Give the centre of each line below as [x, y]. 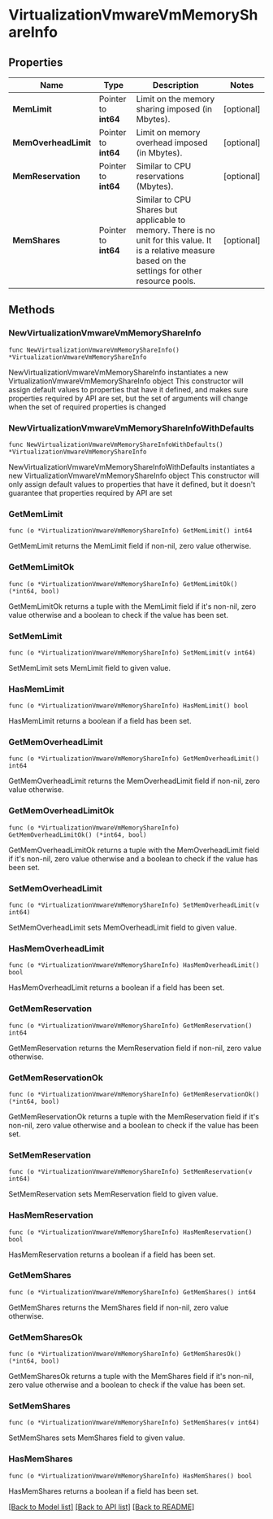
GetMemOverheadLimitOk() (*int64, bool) [78, 835]
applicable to [161, 220]
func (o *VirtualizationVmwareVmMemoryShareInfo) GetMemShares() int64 [132, 1292]
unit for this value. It [174, 240]
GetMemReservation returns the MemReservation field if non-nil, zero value [135, 1048]
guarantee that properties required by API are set [91, 492]
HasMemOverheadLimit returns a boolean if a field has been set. [117, 987]
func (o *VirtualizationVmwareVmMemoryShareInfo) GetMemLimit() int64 [130, 531]
